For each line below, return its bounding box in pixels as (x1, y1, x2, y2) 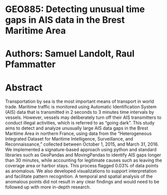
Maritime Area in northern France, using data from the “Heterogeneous (5, 131, 152, 137)
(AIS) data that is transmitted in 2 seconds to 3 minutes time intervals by (5, 109, 154, 115)
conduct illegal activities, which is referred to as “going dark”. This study (5, 120, 155, 126)
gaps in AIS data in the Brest (5, 14, 125, 26)
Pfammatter (5, 59, 56, 70)
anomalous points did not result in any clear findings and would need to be (5, 179, 159, 185)
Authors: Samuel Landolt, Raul (5, 48, 135, 59)
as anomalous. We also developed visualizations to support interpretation (5, 168, 157, 174)
